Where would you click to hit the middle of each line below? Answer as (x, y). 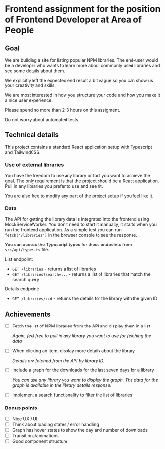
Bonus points (21, 408)
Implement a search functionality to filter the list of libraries (72, 395)
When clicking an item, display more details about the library (74, 351)
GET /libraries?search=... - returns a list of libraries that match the (82, 274)
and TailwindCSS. (23, 152)
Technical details (32, 135)
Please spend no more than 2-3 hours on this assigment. (63, 110)
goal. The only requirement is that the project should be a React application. (82, 181)
